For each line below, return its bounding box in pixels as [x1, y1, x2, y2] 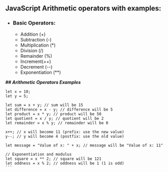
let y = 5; [5, 93, 29, 99]
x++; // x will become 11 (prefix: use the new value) [5, 129, 125, 135]
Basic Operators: [12, 19, 56, 27]
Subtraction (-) [20, 36, 52, 42]
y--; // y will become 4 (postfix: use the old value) [5, 134, 125, 139]
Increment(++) [20, 58, 51, 64]
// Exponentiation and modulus [5, 152, 72, 157]
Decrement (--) [20, 63, 53, 70]
